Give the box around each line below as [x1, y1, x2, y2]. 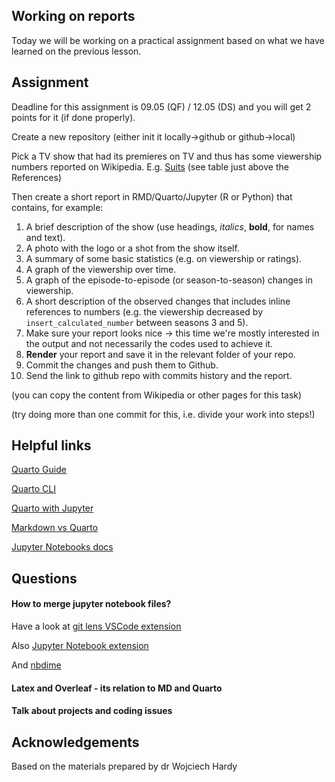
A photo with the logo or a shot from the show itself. [25, 242, 240, 254]
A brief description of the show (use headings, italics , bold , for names [25, 220, 315, 233]
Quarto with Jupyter [11, 502, 94, 514]
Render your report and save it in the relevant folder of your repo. [25, 348, 296, 360]
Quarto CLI [11, 483, 57, 495]
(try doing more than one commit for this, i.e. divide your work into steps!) [11, 408, 316, 420]
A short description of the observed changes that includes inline [25, 295, 291, 307]
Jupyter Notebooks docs [11, 541, 114, 553]
